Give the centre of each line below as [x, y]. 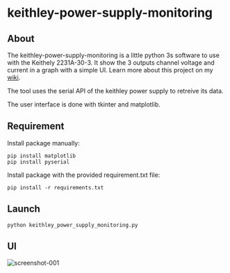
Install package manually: [43, 143]
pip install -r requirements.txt [56, 187]
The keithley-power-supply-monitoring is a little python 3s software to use [114, 55]
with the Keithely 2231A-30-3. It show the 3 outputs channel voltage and [111, 63]
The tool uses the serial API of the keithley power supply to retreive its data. [115, 91]
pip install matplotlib [42, 156]
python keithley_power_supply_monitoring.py [73, 225]
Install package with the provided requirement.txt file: [84, 175]
